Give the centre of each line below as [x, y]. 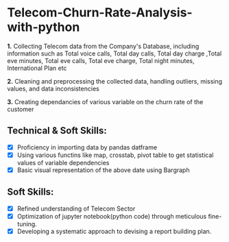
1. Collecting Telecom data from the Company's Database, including [103, 46]
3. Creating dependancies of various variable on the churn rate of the [105, 101]
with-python [44, 27]
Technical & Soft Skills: [57, 131]
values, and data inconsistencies [53, 88]
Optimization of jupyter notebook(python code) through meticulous [112, 216]
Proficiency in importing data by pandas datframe [87, 147]
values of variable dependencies [63, 162]
